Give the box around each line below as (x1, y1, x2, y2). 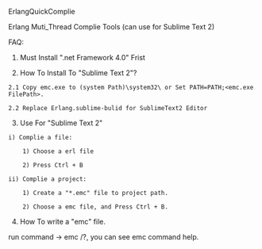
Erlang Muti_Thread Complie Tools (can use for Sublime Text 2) (8, 22, 215, 31)
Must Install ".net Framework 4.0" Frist (19, 53, 145, 62)
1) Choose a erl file (22, 147, 94, 155)
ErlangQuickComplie (8, 7, 75, 16)
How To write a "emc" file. (19, 217, 106, 226)
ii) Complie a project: (8, 175, 87, 183)
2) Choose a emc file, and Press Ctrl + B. (22, 203, 169, 211)
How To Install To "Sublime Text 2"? (19, 68, 137, 78)
